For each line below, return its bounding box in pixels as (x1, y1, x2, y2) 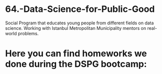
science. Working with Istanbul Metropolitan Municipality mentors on (5, 25, 147, 31)
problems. (17, 30, 39, 36)
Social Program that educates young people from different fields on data (5, 20, 154, 26)
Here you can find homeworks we (5, 48, 147, 59)
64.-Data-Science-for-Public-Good (5, 3, 155, 15)
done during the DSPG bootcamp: (5, 59, 147, 70)
